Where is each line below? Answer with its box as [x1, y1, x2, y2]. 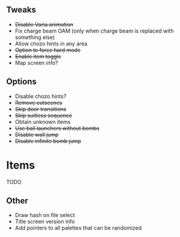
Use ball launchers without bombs [14, 125, 100, 132]
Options [6, 76, 37, 87]
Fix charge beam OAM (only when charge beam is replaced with [14, 27, 174, 34]
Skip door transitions [14, 105, 67, 112]
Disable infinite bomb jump [14, 137, 82, 144]
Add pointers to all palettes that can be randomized [14, 224, 142, 232]
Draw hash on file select [14, 212, 75, 219]
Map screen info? [14, 59, 58, 66]
